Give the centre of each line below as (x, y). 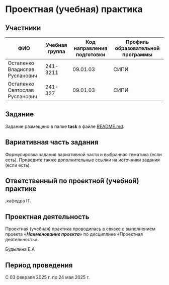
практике (21, 189)
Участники (23, 28)
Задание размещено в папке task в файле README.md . (65, 126)
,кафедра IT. (18, 201)
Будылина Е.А (20, 249)
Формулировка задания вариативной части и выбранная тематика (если (83, 154)
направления (91, 48)
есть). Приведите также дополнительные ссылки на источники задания (82, 160)
